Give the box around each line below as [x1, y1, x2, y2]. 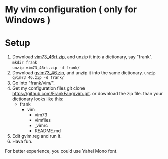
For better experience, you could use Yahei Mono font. [5, 148, 118, 154]
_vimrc [34, 122, 48, 129]
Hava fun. [12, 138, 33, 144]
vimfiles [34, 117, 51, 123]
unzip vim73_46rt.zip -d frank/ [12, 65, 80, 71]
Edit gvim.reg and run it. [12, 133, 62, 139]
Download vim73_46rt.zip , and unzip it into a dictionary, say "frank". [12, 54, 153, 60]
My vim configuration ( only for [5, 4, 137, 15]
